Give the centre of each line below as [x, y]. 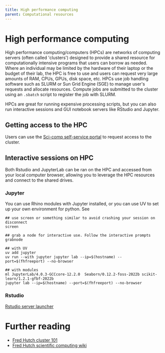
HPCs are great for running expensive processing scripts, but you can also [81, 104]
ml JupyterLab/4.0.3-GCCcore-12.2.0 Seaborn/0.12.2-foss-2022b [72, 275]
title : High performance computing [42, 10]
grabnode [14, 240]
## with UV [16, 249]
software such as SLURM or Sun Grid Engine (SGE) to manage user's [75, 84]
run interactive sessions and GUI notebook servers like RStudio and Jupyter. [82, 109]
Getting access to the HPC [46, 125]
